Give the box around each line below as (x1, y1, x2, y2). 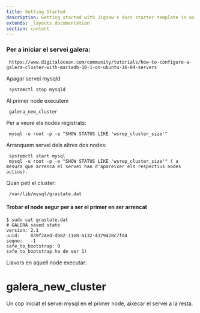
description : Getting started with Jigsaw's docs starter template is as (6, 14, 195, 20)
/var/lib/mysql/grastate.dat (8, 190, 82, 197)
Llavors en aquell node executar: (6, 259, 87, 266)
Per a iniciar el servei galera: (6, 46, 91, 54)
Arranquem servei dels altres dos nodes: (6, 141, 107, 148)
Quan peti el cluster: (6, 179, 56, 186)
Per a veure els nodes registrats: (6, 119, 86, 126)
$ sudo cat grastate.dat (6, 217, 68, 223)
